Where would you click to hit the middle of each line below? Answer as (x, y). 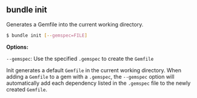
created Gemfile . (27, 89)
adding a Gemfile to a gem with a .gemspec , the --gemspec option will (90, 76)
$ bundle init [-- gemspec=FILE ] (47, 35)
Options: (17, 47)
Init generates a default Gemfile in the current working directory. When (94, 70)
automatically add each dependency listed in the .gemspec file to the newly (98, 83)
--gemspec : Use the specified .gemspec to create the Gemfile (80, 58)
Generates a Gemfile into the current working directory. (75, 24)
